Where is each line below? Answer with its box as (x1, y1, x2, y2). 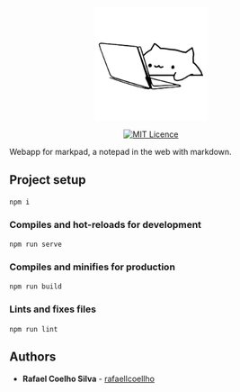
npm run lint (9, 324, 58, 333)
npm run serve (9, 240, 63, 250)
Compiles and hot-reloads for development (9, 218, 202, 231)
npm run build (9, 282, 63, 291)
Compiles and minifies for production (9, 260, 175, 273)
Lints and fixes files (9, 303, 97, 315)
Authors (9, 350, 57, 365)
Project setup (9, 172, 87, 187)
